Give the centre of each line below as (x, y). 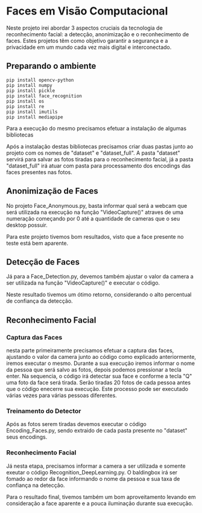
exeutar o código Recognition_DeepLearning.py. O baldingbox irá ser (92, 472)
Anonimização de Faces (52, 191)
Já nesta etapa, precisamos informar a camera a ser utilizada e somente (96, 466)
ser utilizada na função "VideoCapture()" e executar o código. (83, 283)
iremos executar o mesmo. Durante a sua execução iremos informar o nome (100, 363)
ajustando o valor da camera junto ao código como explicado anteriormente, (101, 357)
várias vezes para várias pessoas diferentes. (62, 395)
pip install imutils (32, 112)
